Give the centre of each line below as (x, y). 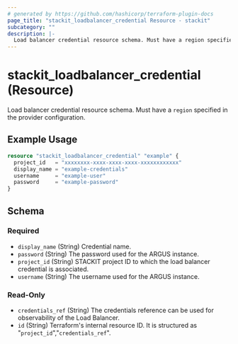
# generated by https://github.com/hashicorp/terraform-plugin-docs (110, 14)
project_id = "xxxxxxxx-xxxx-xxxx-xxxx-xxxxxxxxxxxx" (98, 162)
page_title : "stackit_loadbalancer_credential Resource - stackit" (109, 21)
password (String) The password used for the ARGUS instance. (108, 254)
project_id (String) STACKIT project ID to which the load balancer (114, 261)
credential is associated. (53, 269)
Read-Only (27, 294)
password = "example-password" (66, 182)
